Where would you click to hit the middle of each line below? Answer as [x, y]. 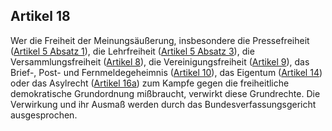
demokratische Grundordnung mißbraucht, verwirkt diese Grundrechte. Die [165, 93]
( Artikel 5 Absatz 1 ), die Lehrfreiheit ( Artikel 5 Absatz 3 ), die [132, 51]
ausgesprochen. [44, 115]
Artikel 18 [40, 16]
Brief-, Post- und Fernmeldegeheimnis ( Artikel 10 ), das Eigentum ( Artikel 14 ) [166, 72]
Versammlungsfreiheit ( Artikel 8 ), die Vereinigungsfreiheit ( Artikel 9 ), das [160, 61]
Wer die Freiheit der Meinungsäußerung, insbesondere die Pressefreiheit [160, 40]
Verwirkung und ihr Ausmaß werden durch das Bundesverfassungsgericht [163, 104]
